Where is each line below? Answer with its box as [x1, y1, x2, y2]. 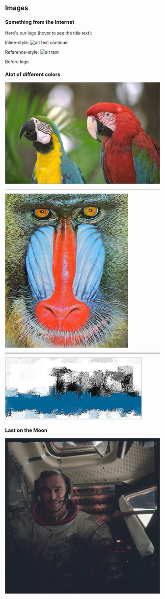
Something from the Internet [5, 19, 75, 26]
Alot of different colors [5, 71, 60, 78]
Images [5, 4, 28, 12]
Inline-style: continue [5, 39, 68, 45]
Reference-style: [5, 49, 39, 55]
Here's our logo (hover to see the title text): [5, 30, 92, 36]
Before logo [5, 59, 29, 65]
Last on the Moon [5, 426, 48, 433]
